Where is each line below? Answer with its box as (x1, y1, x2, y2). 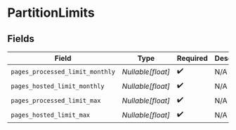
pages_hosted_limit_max (11, 110, 91, 119)
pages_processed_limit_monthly (11, 68, 116, 75)
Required (176, 54, 209, 63)
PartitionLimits (7, 5, 95, 21)
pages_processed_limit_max (11, 96, 101, 104)
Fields (7, 33, 35, 45)
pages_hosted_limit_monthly (11, 82, 105, 90)
